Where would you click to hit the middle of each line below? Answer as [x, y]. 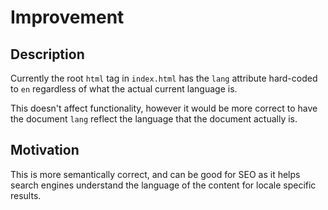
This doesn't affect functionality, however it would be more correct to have [164, 108]
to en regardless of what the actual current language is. [124, 89]
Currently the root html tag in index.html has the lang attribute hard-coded [164, 78]
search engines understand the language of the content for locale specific [163, 185]
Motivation [45, 150]
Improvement [67, 17]
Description [47, 54]
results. [26, 195]
